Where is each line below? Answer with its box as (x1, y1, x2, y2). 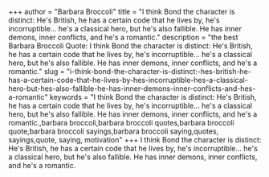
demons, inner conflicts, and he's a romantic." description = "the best (8, 32, 238, 42)
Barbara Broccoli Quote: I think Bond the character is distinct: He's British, (8, 41, 253, 51)
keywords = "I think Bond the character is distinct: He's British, (49, 93, 257, 101)
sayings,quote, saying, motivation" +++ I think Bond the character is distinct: (8, 135, 262, 144)
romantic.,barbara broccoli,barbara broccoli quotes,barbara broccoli (8, 118, 234, 127)
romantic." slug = (8, 67, 65, 76)
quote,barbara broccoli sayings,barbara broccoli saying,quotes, (8, 126, 219, 136)
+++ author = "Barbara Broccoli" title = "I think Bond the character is (8, 7, 235, 16)
